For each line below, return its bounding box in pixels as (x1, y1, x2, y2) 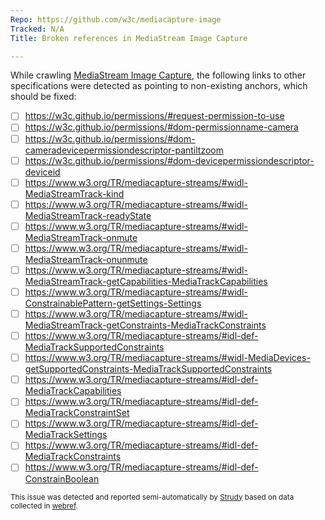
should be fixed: (10, 91, 77, 103)
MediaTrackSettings (24, 429, 108, 441)
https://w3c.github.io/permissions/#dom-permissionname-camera (24, 121, 299, 133)
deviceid (24, 166, 61, 178)
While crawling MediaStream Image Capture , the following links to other (10, 69, 307, 81)
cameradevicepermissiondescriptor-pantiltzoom (24, 144, 224, 156)
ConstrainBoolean (24, 472, 100, 485)
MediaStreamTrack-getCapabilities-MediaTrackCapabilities (24, 275, 268, 287)
